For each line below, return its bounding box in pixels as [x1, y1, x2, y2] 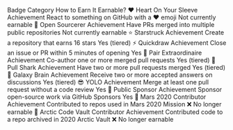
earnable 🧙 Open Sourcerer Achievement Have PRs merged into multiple [7, 21, 215, 28]
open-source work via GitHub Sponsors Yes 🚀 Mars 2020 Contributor [7, 93, 207, 101]
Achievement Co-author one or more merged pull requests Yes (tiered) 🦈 [7, 56, 216, 64]
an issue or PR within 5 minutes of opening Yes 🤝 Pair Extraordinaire [7, 48, 202, 57]
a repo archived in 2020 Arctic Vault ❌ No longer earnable [7, 115, 174, 123]
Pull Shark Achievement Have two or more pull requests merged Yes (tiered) [7, 64, 226, 71]
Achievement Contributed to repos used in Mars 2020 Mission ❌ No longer [7, 100, 222, 108]
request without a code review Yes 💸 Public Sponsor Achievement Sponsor [7, 86, 223, 93]
